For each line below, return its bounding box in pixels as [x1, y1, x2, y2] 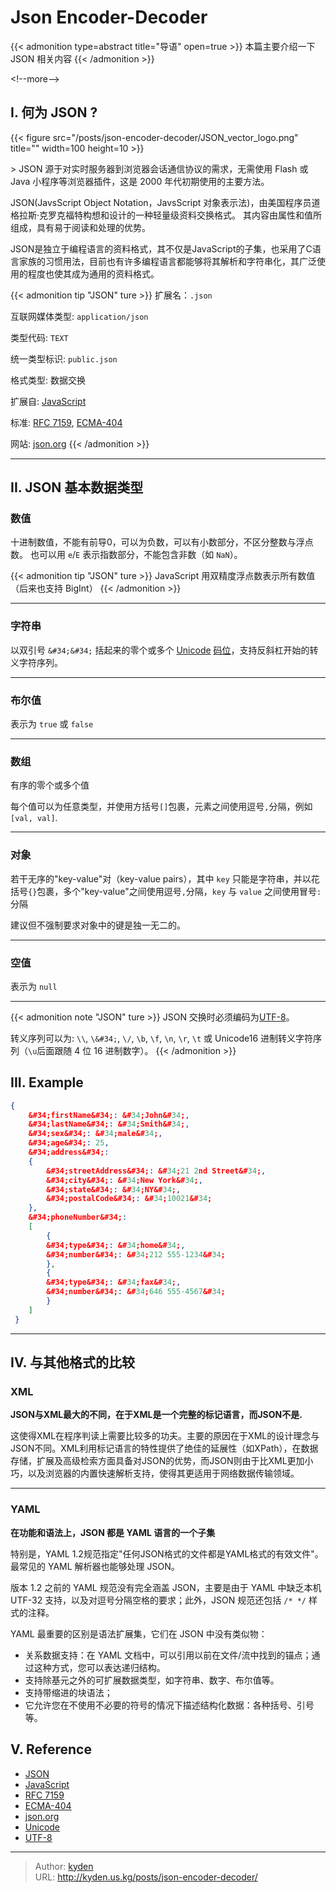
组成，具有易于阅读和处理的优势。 [10, 221, 151, 233]
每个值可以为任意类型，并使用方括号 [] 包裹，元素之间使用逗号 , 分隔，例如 [10, 801, 313, 813]
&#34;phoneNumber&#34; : [28, 1212, 128, 1223]
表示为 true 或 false [10, 718, 94, 730]
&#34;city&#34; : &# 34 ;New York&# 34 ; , [46, 1175, 203, 1185]
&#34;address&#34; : [28, 1147, 110, 1158]
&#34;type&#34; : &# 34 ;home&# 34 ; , [46, 1240, 186, 1250]
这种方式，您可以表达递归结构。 [33, 1661, 166, 1673]
